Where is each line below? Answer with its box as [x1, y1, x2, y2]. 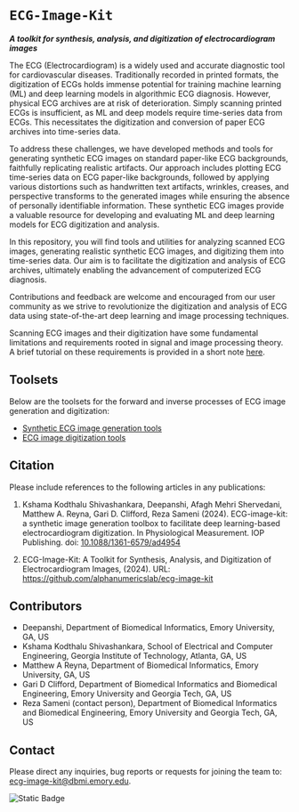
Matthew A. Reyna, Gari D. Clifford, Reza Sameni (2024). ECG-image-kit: [21, 508, 288, 519]
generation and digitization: [9, 405, 109, 416]
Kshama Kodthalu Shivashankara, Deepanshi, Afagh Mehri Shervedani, [21, 499, 283, 509]
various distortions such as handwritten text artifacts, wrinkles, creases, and [9, 181, 289, 191]
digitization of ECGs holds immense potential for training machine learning [9, 78, 282, 89]
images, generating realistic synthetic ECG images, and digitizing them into [9, 246, 285, 256]
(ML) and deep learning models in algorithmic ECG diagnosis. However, [9, 88, 271, 99]
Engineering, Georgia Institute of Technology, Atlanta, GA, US [21, 651, 247, 662]
